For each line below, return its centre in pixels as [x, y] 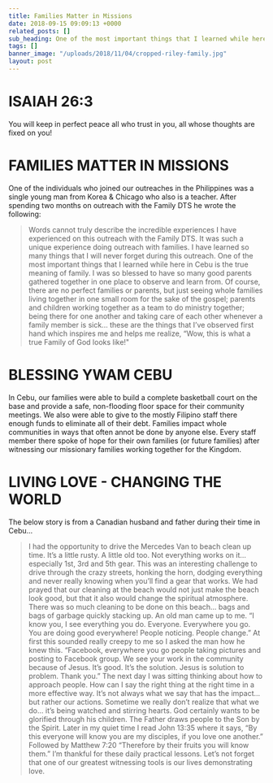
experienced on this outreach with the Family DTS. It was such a [136, 238]
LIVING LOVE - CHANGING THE [115, 482]
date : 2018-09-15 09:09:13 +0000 [65, 24]
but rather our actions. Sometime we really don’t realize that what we [144, 702]
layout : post [30, 62]
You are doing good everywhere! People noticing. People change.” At [144, 633]
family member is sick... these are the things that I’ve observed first [141, 324]
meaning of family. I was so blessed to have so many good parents [140, 272]
